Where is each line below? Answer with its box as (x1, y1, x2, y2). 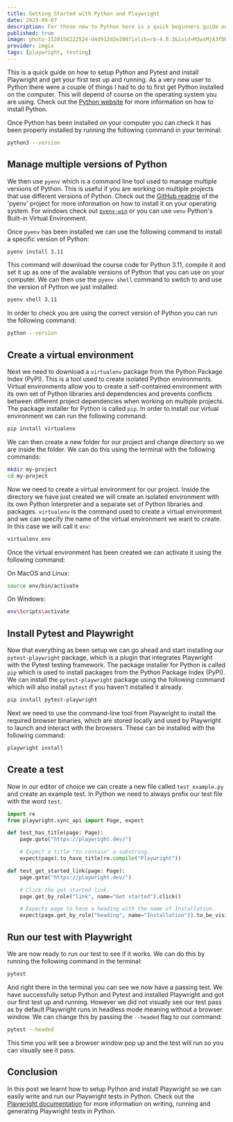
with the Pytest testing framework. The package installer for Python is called (7, 661, 226, 669)
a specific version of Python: (7, 234, 89, 243)
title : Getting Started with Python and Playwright (7, 10, 159, 17)
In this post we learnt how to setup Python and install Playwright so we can (7, 1084, 222, 1093)
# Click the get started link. (19, 886, 110, 893)
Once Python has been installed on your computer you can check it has (7, 118, 212, 127)
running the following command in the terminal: (7, 957, 142, 965)
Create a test (7, 764, 64, 776)
